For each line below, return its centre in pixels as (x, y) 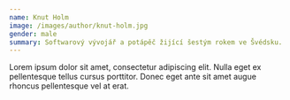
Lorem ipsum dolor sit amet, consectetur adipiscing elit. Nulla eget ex (135, 67)
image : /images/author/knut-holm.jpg (79, 26)
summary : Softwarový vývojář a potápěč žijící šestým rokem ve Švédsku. (146, 42)
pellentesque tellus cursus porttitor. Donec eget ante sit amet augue (133, 77)
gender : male (33, 34)
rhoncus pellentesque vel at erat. (69, 86)
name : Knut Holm (39, 17)
